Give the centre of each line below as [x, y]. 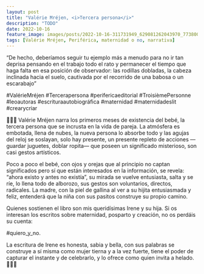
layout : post [23, 12]
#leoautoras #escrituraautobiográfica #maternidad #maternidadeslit [91, 102]
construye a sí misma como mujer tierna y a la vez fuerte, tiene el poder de [100, 251]
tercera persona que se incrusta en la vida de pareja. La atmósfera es [93, 126]
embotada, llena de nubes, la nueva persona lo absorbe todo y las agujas [98, 133]
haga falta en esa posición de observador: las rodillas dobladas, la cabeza [99, 70]
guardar [16, 146]
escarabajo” [21, 83]
